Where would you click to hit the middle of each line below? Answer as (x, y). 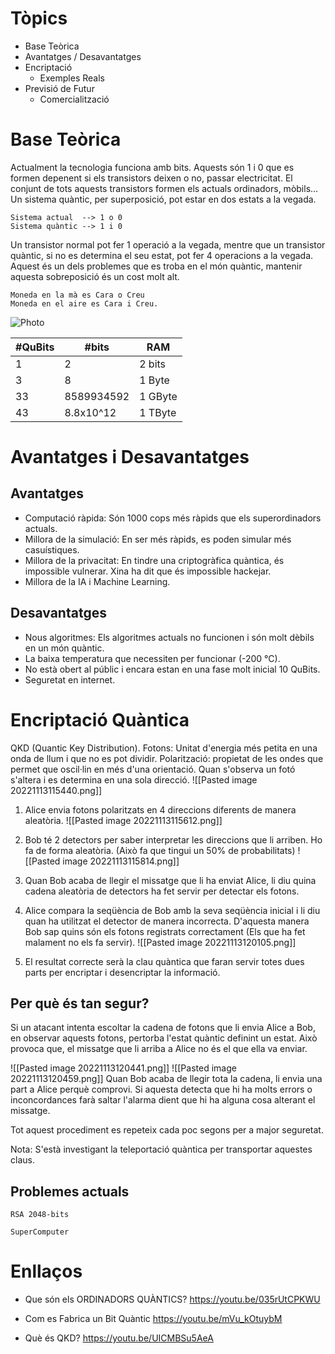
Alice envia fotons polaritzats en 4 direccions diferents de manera (160, 809)
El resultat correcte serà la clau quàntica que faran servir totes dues (164, 961)
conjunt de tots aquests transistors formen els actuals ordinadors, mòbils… (164, 188)
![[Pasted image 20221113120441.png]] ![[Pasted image (123, 1068)
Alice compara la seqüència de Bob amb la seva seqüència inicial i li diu (172, 910)
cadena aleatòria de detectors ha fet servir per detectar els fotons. (162, 891)
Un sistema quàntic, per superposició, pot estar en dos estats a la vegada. (163, 199)
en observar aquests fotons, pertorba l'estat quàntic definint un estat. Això (164, 1038)
